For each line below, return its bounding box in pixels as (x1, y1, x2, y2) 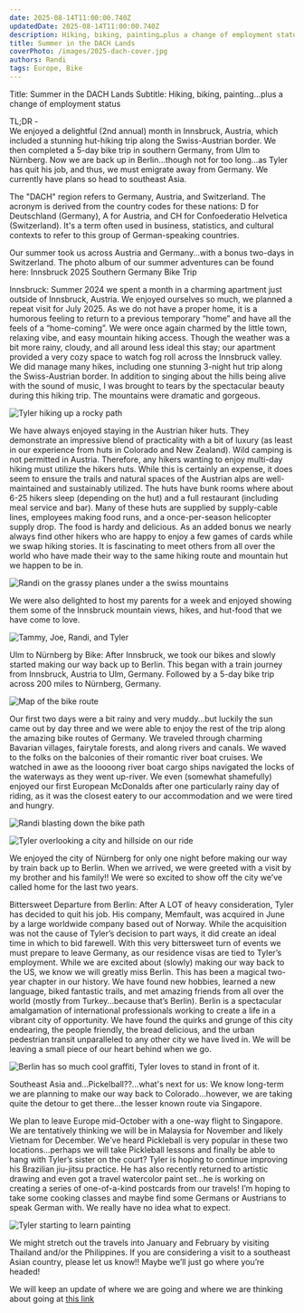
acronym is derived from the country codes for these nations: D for (9, 200, 260, 211)
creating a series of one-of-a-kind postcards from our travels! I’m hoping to (9, 1183, 291, 1193)
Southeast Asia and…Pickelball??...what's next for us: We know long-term (9, 1078, 285, 1089)
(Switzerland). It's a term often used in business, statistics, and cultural (9, 219, 274, 231)
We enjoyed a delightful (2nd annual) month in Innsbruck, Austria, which (9, 125, 279, 136)
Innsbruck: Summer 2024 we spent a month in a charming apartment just (9, 284, 282, 294)
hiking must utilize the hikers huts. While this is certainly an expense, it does (9, 463, 293, 474)
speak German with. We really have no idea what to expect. (9, 1202, 231, 1212)
